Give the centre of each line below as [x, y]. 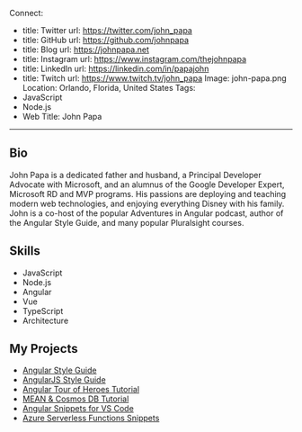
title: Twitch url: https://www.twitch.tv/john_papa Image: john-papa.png [155, 78]
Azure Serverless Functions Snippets [91, 418]
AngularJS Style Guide [64, 380]
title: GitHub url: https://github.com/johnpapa [106, 40]
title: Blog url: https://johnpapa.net [86, 49]
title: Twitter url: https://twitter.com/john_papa [107, 30]
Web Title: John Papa [62, 117]
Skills [25, 251]
